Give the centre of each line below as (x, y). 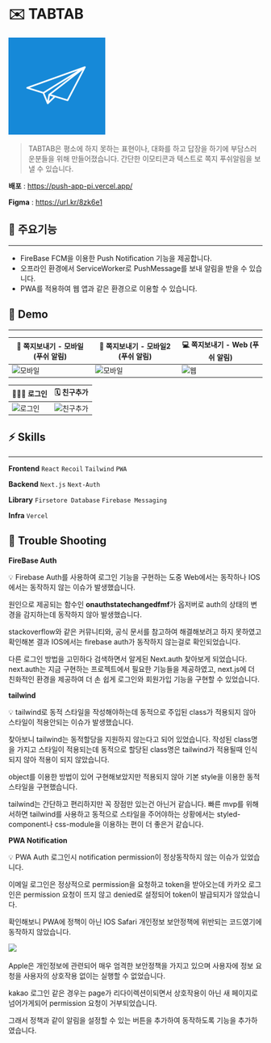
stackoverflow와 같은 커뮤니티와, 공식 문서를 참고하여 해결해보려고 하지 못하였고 (135, 631)
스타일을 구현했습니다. (43, 787)
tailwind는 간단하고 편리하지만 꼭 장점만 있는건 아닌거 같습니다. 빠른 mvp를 (126, 804)
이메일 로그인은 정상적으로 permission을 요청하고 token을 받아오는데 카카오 (127, 884)
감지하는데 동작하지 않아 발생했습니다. (83, 614)
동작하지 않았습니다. (40, 931)
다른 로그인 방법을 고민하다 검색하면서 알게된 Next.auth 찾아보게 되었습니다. (128, 659)
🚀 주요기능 (33, 230)
